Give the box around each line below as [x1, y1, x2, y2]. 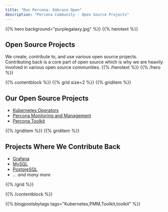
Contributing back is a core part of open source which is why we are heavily [5, 59, 163, 65]
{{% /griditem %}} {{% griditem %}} [5, 128, 79, 134]
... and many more [12, 171, 51, 177]
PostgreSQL [12, 166, 38, 172]
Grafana [12, 155, 30, 161]
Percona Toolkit [12, 118, 45, 124]
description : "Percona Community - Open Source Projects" [5, 12, 129, 17]
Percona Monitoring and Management [12, 113, 92, 119]
